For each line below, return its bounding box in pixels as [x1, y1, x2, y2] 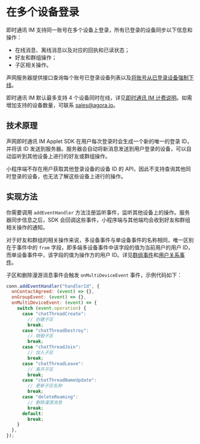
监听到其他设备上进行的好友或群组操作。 [11, 153, 111, 160]
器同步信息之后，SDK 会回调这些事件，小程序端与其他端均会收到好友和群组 [6, 216, 190, 223]
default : [21, 411, 44, 417]
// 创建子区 [27, 316, 54, 322]
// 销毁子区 [27, 333, 54, 339]
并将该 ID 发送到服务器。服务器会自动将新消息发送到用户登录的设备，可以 [6, 145, 186, 152]
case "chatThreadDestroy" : [21, 327, 89, 334]
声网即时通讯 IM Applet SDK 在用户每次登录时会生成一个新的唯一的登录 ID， [6, 138, 192, 145]
